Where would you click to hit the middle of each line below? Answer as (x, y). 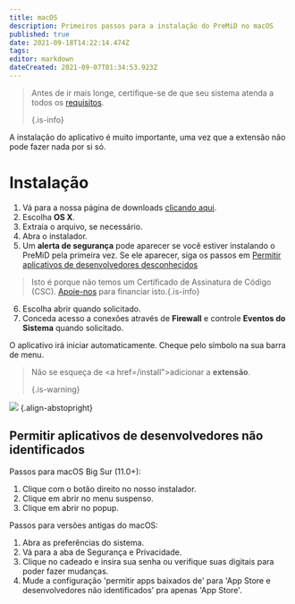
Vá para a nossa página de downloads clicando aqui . (119, 208)
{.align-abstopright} (57, 407)
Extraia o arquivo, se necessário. (82, 226)
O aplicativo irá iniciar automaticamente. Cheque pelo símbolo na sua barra (147, 345)
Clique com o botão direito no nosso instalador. (109, 489)
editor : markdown (42, 59)
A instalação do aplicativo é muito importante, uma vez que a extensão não (147, 137)
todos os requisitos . (67, 102)
